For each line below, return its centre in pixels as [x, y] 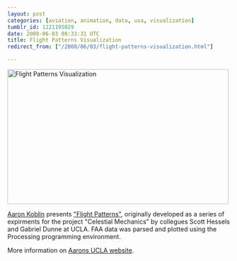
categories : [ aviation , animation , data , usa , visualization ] [101, 21]
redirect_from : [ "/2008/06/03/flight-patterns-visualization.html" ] [110, 47]
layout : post [27, 14]
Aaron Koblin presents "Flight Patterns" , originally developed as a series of [116, 214]
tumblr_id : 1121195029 [41, 27]
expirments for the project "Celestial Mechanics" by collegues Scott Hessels [118, 221]
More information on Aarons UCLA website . [71, 250]
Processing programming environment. [64, 237]
